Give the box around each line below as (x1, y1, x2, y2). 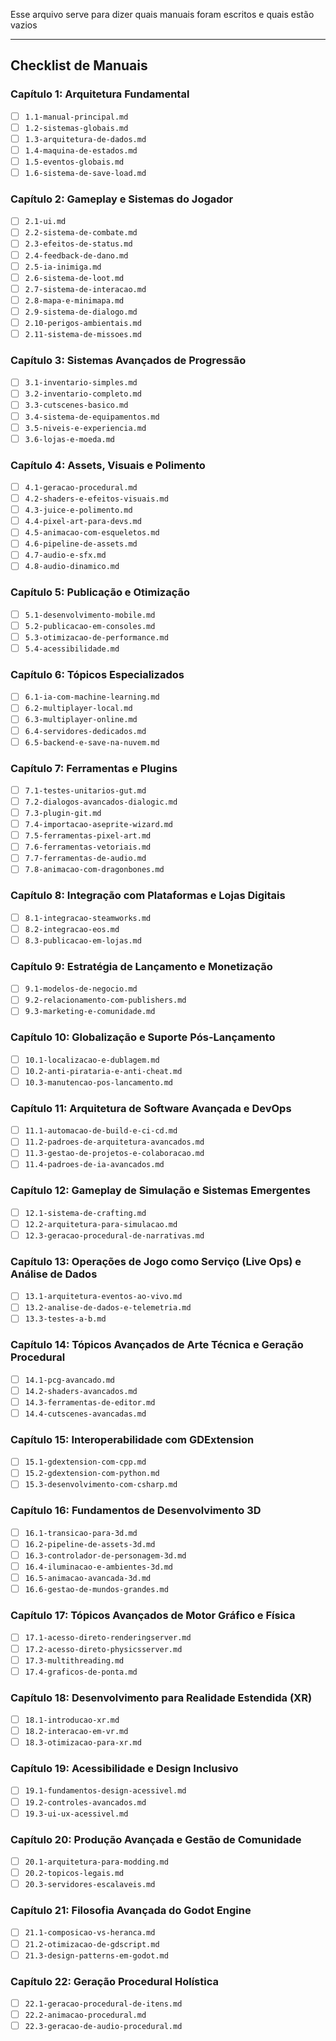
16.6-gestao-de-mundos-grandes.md (24, 1585, 169, 1595)
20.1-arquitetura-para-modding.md (24, 1857, 169, 1867)
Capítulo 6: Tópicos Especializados (10, 667, 185, 681)
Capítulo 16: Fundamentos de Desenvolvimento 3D (10, 1504, 262, 1518)
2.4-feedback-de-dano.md (24, 250, 129, 261)
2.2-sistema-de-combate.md (24, 228, 138, 238)
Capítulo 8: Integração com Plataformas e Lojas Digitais (10, 889, 286, 903)
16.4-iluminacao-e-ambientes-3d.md (24, 1562, 174, 1572)
